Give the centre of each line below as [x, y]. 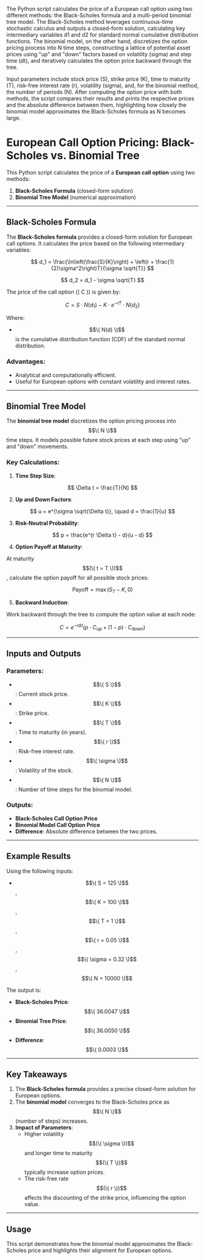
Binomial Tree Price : [41, 1021]
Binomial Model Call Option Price [58, 825]
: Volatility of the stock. [44, 770]
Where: [16, 318]
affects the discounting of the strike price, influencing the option [105, 1198]
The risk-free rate [46, 1179]
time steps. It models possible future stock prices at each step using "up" [99, 440]
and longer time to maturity [58, 1153]
